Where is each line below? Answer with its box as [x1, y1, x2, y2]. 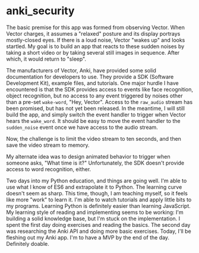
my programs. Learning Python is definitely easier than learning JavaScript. [6, 202, 191, 209]
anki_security [6, 4, 75, 18]
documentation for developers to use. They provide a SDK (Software [6, 73, 174, 80]
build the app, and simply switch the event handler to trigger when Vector [6, 111, 186, 118]
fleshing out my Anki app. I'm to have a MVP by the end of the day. [6, 233, 170, 241]
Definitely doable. [6, 240, 49, 247]
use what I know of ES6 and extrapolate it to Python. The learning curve [6, 183, 182, 191]
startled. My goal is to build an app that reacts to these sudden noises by [6, 43, 185, 50]
